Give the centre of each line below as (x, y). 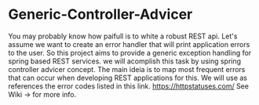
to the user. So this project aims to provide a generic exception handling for (130, 52)
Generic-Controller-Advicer (100, 14)
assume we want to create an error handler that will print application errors (129, 44)
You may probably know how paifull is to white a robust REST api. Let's (123, 36)
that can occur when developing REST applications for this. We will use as (128, 78)
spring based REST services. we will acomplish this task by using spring (125, 61)
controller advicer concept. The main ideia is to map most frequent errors (127, 69)
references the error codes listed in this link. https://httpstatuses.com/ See (129, 86)
